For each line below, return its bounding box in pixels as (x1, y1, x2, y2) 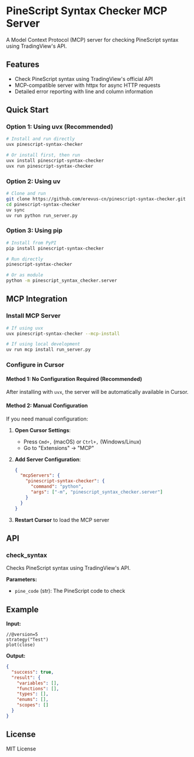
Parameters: (6, 576, 37, 583)
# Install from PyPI (6, 240, 57, 246)
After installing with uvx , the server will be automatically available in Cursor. (6, 389, 189, 396)
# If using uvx (6, 325, 44, 331)
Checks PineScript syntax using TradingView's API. (6, 565, 131, 572)
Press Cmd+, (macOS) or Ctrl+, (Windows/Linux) (23, 438, 142, 445)
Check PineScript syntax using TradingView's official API (14, 75, 153, 82)
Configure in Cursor (6, 361, 65, 369)
